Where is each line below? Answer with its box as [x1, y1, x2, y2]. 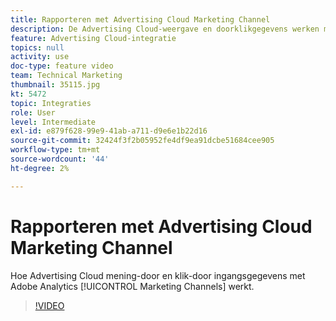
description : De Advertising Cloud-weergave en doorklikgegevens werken [10, 24, 320, 34]
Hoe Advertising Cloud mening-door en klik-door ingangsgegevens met [10, 269, 306, 281]
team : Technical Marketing [10, 71, 123, 81]
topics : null [10, 42, 65, 53]
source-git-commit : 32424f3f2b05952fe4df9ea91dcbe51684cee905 [10, 136, 275, 146]
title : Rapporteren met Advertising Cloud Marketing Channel [10, 14, 271, 25]
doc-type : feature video [10, 61, 114, 71]
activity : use [10, 52, 70, 62]
